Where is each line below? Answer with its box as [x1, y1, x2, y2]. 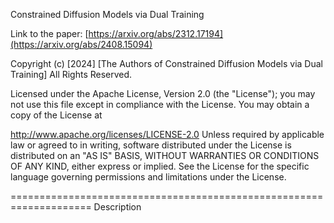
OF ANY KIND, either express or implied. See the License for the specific [10, 160, 310, 172]
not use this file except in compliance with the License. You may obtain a [10, 99, 310, 110]
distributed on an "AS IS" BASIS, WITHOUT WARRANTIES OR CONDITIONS [10, 150, 320, 161]
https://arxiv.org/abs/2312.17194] [88, 28, 224, 39]
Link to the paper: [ [10, 28, 89, 39]
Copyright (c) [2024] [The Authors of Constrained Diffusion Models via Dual [10, 58, 323, 69]
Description [93, 201, 142, 213]
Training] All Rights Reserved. [10, 69, 133, 80]
